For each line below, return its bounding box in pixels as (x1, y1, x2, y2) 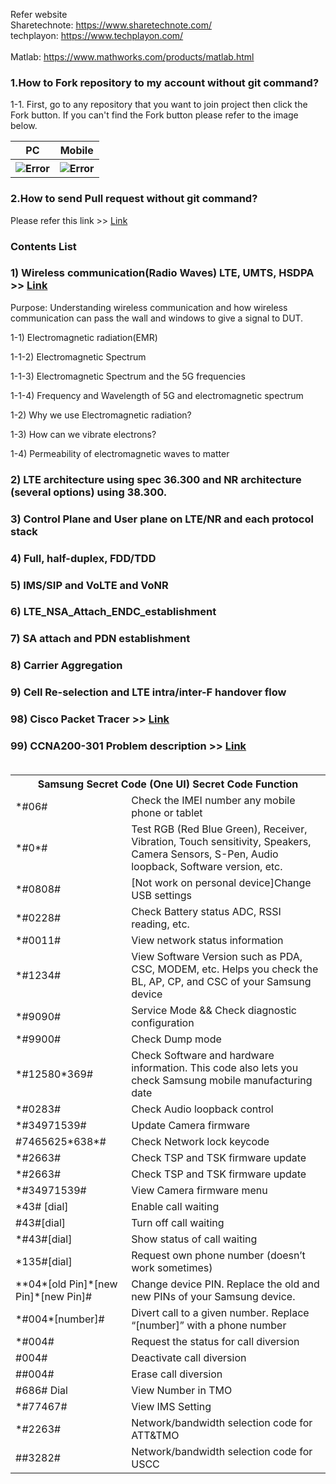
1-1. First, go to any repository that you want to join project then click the (10, 99, 308, 111)
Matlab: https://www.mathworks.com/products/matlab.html (10, 51, 255, 63)
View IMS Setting (131, 1400, 212, 1414)
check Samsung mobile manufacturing (131, 1074, 313, 1088)
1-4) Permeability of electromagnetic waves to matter (10, 447, 230, 459)
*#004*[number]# (15, 1312, 105, 1326)
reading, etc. (131, 917, 190, 931)
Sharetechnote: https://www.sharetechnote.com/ (10, 19, 212, 31)
